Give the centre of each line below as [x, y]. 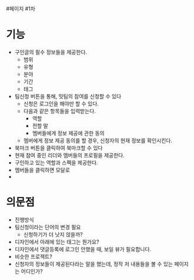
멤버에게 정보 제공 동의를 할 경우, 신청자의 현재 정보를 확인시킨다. [98, 140]
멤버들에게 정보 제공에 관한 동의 [68, 133]
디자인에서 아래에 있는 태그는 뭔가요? [57, 242]
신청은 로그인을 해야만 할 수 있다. [61, 103]
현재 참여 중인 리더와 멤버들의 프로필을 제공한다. [69, 155]
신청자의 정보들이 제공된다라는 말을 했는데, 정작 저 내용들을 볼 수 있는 [94, 263]
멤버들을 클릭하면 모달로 [42, 170]
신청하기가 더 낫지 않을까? [53, 234]
